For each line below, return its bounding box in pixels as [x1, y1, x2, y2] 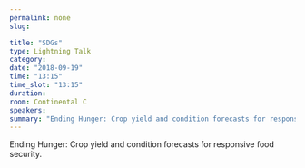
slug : [9, 22, 30, 31]
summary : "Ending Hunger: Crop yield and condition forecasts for [9, 114, 266, 124]
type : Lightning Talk [9, 46, 92, 55]
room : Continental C [9, 97, 88, 106]
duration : [9, 88, 47, 98]
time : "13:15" [9, 72, 64, 82]
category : [9, 55, 47, 64]
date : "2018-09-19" [9, 64, 84, 73]
